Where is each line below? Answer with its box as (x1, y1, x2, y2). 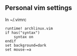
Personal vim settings (5, 4, 72, 12)
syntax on (14, 34, 34, 39)
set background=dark (5, 43, 47, 48)
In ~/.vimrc (5, 16, 27, 22)
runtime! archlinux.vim (5, 26, 53, 31)
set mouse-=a (5, 47, 31, 52)
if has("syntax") (5, 30, 40, 35)
